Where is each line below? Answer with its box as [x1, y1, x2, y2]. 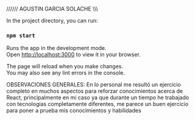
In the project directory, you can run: [6, 17, 98, 24]
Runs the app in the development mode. [6, 44, 107, 52]
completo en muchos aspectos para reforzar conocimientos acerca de [6, 88, 183, 95]
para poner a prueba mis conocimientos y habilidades [6, 107, 141, 115]
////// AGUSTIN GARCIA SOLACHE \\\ [6, 5, 99, 12]
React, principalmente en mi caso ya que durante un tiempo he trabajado [6, 94, 190, 101]
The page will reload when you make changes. [6, 63, 124, 70]
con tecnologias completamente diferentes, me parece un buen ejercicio [6, 101, 189, 108]
